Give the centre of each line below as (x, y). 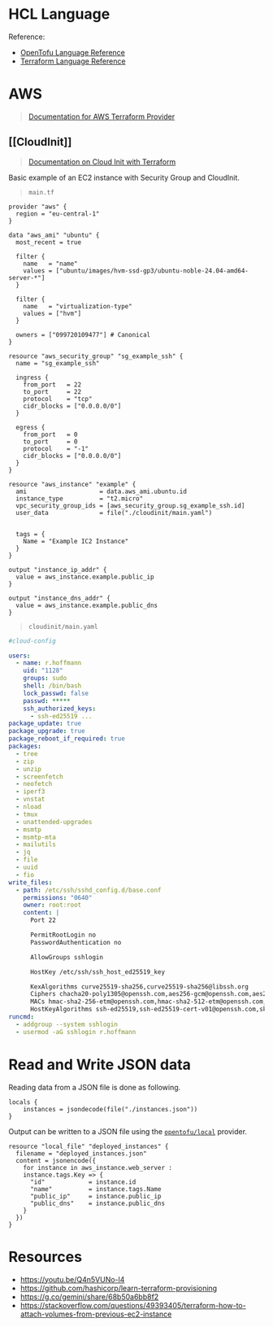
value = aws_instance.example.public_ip (85, 577)
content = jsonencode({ (56, 1160)
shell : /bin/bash (52, 686)
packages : (25, 746)
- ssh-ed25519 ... (61, 716)
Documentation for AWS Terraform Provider (102, 116)
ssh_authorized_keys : (59, 709)
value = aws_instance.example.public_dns (87, 605)
